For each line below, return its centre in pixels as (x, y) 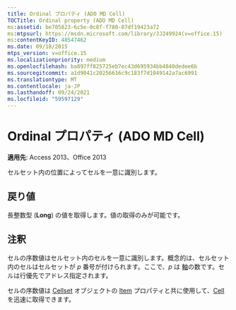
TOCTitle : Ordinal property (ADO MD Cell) (71, 20)
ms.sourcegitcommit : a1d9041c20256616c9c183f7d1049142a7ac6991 (102, 73)
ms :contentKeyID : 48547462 (47, 40)
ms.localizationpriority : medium (57, 60)
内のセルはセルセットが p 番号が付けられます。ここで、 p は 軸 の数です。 (113, 266)
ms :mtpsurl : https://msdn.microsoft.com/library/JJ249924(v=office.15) (115, 34)
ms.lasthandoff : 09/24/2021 (49, 93)
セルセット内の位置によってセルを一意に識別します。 (84, 172)
